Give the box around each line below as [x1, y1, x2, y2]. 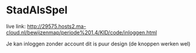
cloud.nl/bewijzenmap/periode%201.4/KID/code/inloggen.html [6, 29, 157, 36]
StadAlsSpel [6, 3, 68, 17]
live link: [6, 23, 26, 30]
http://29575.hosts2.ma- [27, 23, 86, 30]
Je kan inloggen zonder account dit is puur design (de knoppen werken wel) [6, 40, 191, 47]
